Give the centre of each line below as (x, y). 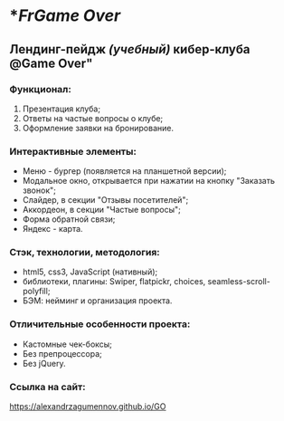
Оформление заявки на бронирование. (98, 128)
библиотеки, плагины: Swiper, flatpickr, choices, (114, 282)
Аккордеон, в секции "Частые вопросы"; (101, 210)
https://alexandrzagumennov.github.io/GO (88, 407)
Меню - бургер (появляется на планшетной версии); (124, 171)
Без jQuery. (44, 363)
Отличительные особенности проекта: (100, 324)
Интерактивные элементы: (73, 151)
